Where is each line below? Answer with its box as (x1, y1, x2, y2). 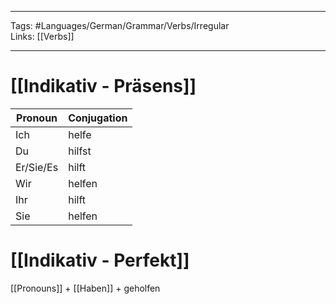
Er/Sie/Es (15, 160, 59, 174)
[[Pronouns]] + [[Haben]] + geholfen (10, 282, 161, 294)
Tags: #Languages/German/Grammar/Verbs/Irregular (10, 20, 230, 31)
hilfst (68, 144, 92, 158)
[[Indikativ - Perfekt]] (10, 249, 190, 272)
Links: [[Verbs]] (10, 31, 75, 42)
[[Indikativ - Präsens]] (10, 75, 197, 98)
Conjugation (68, 111, 128, 125)
